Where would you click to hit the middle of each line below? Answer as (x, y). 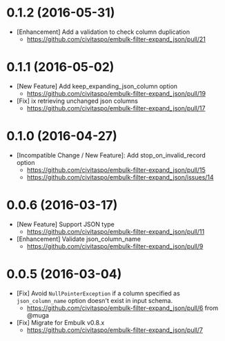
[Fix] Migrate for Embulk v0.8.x (60, 322)
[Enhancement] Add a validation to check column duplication (103, 32)
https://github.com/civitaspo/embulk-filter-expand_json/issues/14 (120, 177)
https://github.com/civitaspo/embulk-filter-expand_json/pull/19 (116, 93)
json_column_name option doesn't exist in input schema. (95, 300)
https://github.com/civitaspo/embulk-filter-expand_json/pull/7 (115, 330)
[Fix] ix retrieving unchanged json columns (77, 101)
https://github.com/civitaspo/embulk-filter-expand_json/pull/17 (116, 108)
